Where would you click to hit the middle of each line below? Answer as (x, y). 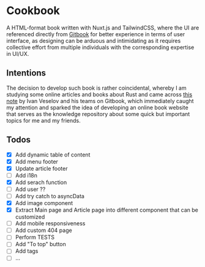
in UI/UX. (18, 53)
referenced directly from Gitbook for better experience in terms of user (96, 34)
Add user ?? (30, 189)
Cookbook (33, 11)
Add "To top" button (40, 244)
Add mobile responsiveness (50, 223)
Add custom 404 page (43, 230)
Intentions (26, 73)
